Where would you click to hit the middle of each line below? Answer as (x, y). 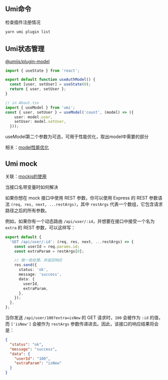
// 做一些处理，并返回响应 (38, 260)
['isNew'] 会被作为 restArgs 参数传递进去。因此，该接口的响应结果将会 (85, 324)
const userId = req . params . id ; (47, 247)
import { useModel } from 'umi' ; (40, 108)
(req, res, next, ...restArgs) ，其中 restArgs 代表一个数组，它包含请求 (87, 204)
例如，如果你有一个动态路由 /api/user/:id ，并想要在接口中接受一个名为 (80, 221)
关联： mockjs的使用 (26, 176)
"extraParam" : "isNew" (38, 363)
